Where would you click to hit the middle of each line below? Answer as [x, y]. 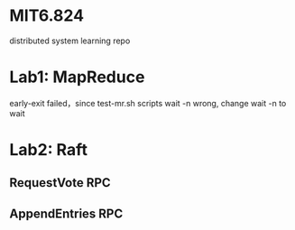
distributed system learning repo [70, 41]
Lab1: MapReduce [77, 77]
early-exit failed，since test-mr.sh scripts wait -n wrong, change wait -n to [148, 103]
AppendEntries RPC [66, 213]
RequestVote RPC [60, 183]
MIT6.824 [46, 16]
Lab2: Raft [49, 150]
